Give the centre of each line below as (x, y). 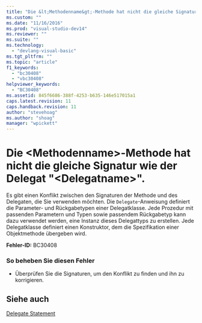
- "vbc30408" (28, 79)
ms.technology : (25, 46)
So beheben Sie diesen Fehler (50, 261)
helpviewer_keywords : (33, 85)
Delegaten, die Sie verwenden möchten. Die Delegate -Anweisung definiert (98, 202)
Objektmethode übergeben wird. (47, 234)
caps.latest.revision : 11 (38, 101)
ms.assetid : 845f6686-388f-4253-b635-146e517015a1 (71, 95)
